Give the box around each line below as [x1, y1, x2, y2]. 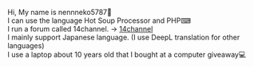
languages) [7, 41, 45, 50]
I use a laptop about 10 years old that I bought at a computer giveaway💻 [7, 50, 247, 59]
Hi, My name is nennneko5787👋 [7, 8, 113, 17]
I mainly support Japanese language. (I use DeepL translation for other [7, 32, 240, 42]
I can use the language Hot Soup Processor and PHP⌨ [7, 16, 192, 25]
